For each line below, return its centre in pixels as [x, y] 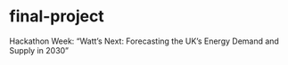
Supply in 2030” [39, 50]
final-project [57, 16]
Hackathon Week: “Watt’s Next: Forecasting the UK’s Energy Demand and [144, 41]
